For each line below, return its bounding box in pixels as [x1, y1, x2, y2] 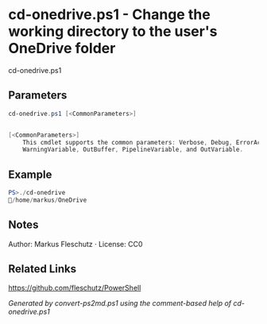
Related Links [8, 262, 77, 276]
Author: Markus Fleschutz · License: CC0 [8, 239, 143, 249]
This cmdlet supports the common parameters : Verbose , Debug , [22, 138, 233, 146]
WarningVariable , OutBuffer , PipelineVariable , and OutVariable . [22, 145, 244, 154]
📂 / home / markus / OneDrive [8, 196, 87, 204]
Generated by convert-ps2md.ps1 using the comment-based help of [8, 299, 232, 308]
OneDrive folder [8, 40, 116, 57]
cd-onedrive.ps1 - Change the [8, 6, 211, 24]
